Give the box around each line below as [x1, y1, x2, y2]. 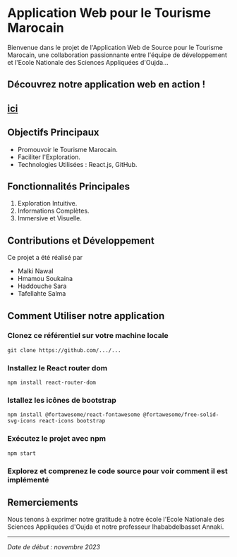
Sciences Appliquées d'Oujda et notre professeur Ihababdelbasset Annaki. [7, 522, 224, 531]
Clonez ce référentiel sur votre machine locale [7, 331, 169, 341]
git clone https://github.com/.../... [7, 346, 121, 353]
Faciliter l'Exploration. [17, 153, 81, 161]
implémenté [7, 475, 49, 484]
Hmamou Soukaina [17, 275, 73, 283]
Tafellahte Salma [17, 289, 66, 298]
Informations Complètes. [17, 206, 90, 215]
